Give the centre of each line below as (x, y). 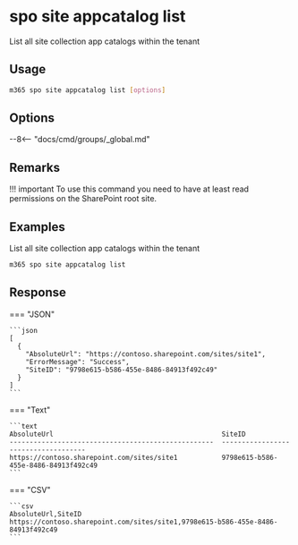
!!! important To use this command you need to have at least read (129, 189)
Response (38, 293)
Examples (37, 227)
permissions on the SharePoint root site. (83, 199)
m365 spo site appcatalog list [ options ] (88, 90)
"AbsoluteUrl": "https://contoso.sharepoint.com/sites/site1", (146, 354)
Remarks (35, 167)
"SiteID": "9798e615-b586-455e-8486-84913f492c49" (122, 370)
